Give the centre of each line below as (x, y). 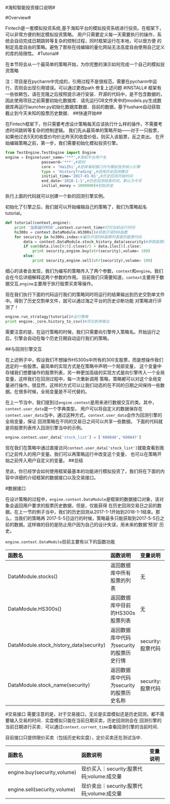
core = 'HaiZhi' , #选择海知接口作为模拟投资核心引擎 (91, 167)
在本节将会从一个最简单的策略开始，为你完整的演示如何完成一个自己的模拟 (83, 64)
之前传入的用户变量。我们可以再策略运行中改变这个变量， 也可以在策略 (83, 454)
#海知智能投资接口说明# (30, 7)
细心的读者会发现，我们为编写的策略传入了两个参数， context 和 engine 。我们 (84, 271)
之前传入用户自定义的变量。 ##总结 (46, 460)
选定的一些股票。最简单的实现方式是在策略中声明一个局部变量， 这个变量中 (83, 366)
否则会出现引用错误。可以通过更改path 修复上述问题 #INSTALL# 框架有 (88, 88)
